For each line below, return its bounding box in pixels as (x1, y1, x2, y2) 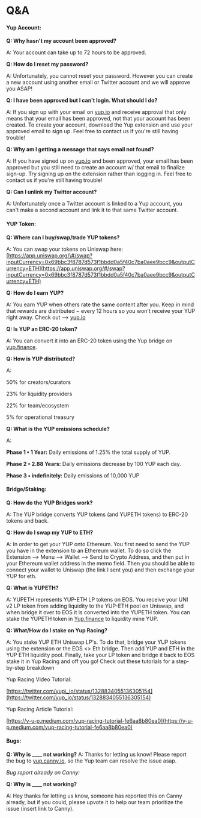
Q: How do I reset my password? (6, 61, 89, 68)
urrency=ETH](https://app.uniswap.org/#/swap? (6, 265, 125, 272)
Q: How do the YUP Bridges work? (6, 499, 93, 506)
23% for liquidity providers (6, 390, 73, 397)
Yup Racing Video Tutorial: (6, 676, 72, 683)
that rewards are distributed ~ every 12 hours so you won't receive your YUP (6, 307, 196, 314)
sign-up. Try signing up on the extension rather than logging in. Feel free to (6, 170, 192, 178)
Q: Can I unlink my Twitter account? (6, 188, 97, 196)
